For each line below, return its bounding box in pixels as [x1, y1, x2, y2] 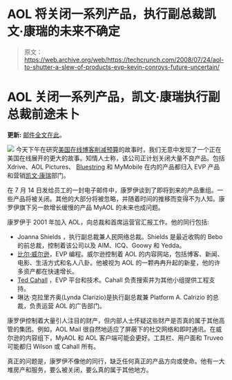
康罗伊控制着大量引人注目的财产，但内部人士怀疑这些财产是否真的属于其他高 [7, 316, 225, 325]
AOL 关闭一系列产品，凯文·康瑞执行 [7, 89, 209, 105]
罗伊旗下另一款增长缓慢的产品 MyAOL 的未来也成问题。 [7, 203, 164, 211]
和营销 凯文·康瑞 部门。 [7, 171, 70, 180]
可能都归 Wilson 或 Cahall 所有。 [7, 342, 100, 350]
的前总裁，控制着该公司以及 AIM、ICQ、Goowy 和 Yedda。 [17, 241, 186, 249]
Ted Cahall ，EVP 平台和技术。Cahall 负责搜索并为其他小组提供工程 [17, 276, 209, 284]
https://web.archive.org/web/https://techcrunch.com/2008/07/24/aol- [23, 55, 224, 64]
